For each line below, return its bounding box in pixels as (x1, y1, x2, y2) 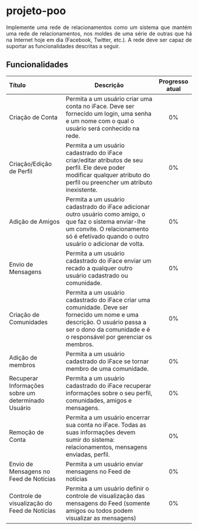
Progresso (159, 77, 189, 85)
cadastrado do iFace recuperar (65, 382, 151, 390)
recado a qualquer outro (65, 264, 133, 272)
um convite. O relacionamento (65, 225, 149, 233)
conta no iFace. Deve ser (65, 102, 134, 110)
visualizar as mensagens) (65, 513, 137, 522)
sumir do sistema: (65, 435, 115, 444)
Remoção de (9, 428, 44, 436)
